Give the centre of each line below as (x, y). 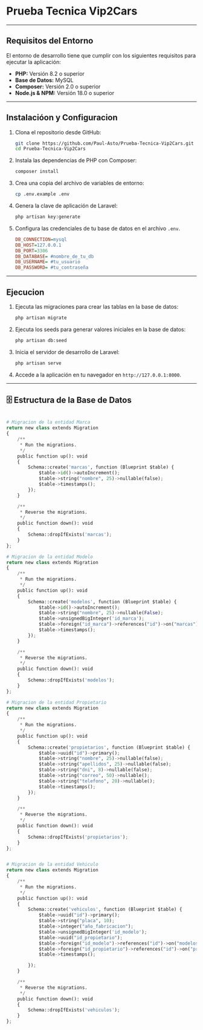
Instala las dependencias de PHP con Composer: (76, 160)
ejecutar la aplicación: (34, 62)
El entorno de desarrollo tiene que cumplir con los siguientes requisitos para (101, 55)
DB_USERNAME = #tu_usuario (47, 262)
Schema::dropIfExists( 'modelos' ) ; (71, 680)
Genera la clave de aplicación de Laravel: (66, 206)
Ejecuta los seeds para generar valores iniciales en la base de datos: (100, 329)
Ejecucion (25, 292)
